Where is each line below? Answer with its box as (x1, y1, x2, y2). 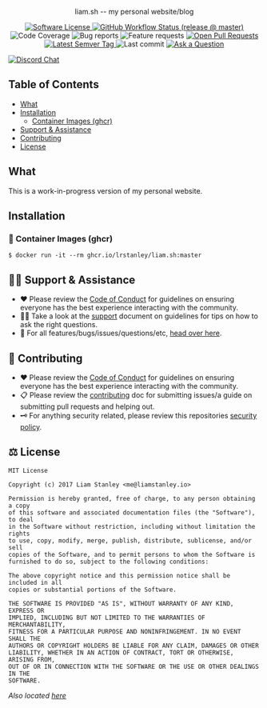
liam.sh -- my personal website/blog (74, 7, 194, 16)
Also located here (8, 690, 66, 700)
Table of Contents (8, 78, 100, 91)
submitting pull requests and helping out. (19, 402, 155, 411)
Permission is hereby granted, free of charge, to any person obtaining (8, 494, 256, 502)
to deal (8, 515, 34, 523)
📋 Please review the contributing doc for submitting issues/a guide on (19, 390, 253, 399)
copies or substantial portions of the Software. (8, 586, 177, 594)
